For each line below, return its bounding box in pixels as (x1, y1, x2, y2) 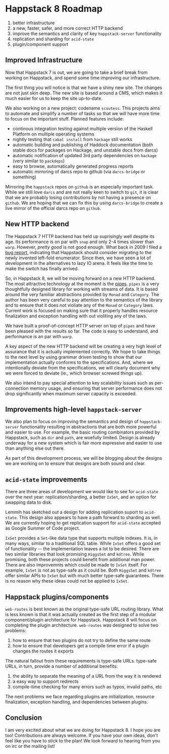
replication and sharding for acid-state (12, 36, 94, 42)
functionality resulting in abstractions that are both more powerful (20, 424, 157, 430)
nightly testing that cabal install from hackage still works (12, 136, 133, 142)
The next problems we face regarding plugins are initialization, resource (5, 693, 155, 699)
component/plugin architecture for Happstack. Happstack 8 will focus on (5, 617, 157, 623)
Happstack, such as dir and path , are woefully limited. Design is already (5, 435, 155, 441)
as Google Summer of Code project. (5, 525, 80, 531)
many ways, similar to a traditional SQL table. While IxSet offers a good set (5, 540, 161, 546)
